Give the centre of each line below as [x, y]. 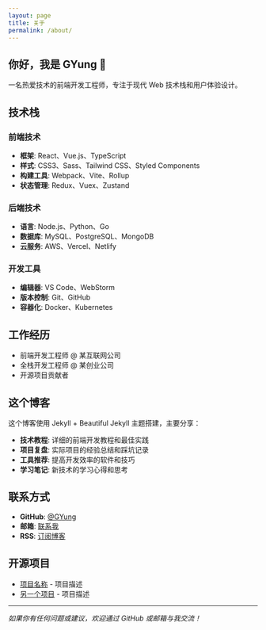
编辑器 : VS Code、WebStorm [67, 288]
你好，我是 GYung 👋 [57, 64]
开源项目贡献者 [44, 375]
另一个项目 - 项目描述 [55, 594]
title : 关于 [27, 23]
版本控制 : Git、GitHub [55, 297]
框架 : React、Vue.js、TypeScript [73, 155]
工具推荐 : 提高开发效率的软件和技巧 [77, 460]
